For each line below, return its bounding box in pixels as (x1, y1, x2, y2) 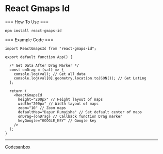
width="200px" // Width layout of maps (17, 101, 98, 106)
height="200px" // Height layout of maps (17, 97, 103, 102)
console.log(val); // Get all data (14, 71, 86, 77)
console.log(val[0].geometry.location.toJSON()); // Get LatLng (14, 76, 147, 80)
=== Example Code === (5, 37, 54, 43)
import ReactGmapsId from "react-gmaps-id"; (5, 46, 97, 51)
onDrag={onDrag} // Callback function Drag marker (17, 114, 123, 119)
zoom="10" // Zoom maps (17, 105, 66, 110)
